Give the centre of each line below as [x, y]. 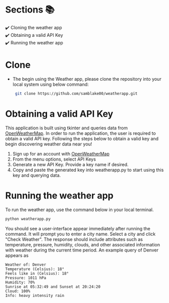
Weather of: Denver [26, 265]
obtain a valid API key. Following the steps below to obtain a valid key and [82, 138]
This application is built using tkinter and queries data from [67, 128]
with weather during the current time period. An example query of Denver [82, 250]
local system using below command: [51, 84]
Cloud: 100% [18, 291]
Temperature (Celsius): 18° [35, 269]
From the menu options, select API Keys [54, 159]
